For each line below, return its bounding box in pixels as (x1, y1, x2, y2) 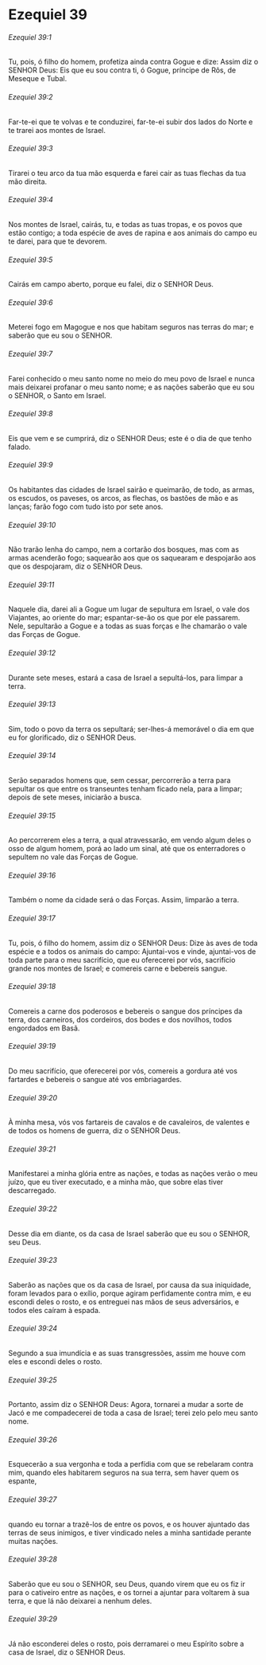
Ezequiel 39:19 (8, 1042, 56, 1051)
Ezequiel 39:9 (8, 460, 53, 470)
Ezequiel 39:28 (8, 1554, 58, 1564)
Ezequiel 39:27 (8, 1495, 57, 1504)
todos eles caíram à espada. (8, 1305, 101, 1315)
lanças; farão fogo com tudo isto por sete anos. (8, 502, 164, 511)
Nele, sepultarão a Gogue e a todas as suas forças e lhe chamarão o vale (8, 621, 248, 631)
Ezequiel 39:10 (8, 520, 56, 530)
